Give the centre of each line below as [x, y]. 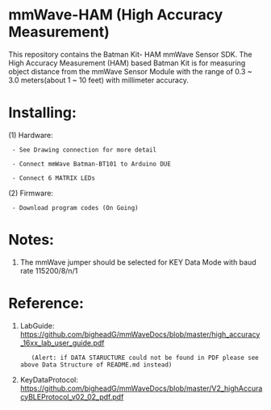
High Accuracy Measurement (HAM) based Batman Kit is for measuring [127, 63]
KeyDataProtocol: [49, 379]
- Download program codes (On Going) [75, 207]
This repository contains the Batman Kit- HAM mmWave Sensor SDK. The [130, 54]
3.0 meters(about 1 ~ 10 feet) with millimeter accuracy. [99, 80]
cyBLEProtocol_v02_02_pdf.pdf [72, 396]
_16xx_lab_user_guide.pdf [62, 343]
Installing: [42, 113]
